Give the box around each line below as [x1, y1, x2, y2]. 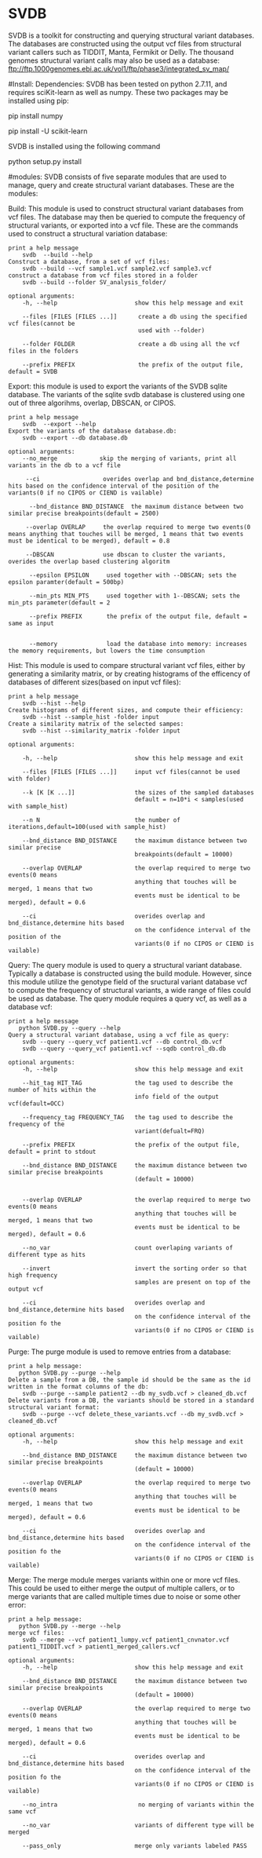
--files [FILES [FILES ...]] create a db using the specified [22, 312, 247, 320]
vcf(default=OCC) [8, 1100, 65, 1108]
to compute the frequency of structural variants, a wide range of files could [8, 985, 251, 995]
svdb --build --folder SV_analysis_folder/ [22, 278, 167, 287]
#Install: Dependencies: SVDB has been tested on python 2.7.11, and [8, 79, 227, 89]
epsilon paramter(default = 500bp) [8, 578, 125, 586]
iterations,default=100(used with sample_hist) [8, 823, 167, 830]
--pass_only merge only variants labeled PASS [22, 1842, 247, 1849]
